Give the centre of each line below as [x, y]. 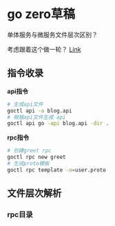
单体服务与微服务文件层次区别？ [52, 35]
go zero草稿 [41, 14]
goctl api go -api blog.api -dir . [58, 124]
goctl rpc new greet [37, 157]
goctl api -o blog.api [40, 111]
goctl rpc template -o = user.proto [57, 170]
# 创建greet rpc [29, 151]
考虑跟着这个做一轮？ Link [44, 49]
